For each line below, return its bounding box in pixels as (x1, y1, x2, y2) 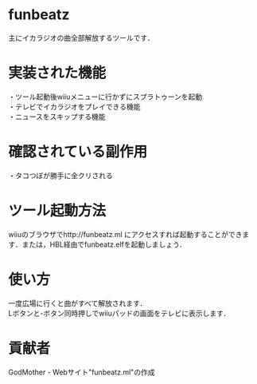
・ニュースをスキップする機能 (8, 112, 106, 121)
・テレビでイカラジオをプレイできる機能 (8, 101, 141, 111)
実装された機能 (8, 64, 107, 82)
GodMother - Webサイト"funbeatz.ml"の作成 (8, 367, 155, 377)
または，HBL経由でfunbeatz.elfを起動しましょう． (21, 240, 187, 249)
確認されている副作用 (8, 143, 148, 161)
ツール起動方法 (8, 202, 107, 220)
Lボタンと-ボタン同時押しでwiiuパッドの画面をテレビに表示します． (8, 308, 231, 318)
